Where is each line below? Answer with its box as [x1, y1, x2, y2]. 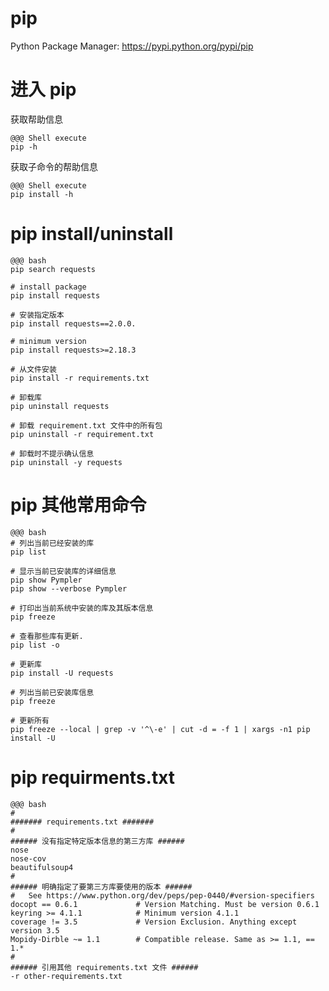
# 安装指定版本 [10, 310, 65, 320]
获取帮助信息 [10, 113, 63, 125]
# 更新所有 [10, 715, 50, 726]
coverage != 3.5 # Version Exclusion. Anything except [10, 917, 298, 927]
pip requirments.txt [10, 766, 176, 789]
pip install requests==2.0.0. [10, 318, 137, 329]
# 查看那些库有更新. [10, 631, 84, 641]
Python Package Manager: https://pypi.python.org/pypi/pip [10, 40, 254, 52]
